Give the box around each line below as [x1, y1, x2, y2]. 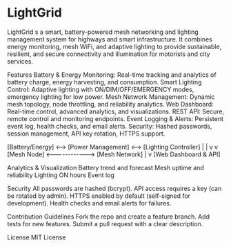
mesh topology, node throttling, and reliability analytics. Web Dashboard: [7, 100, 214, 108]
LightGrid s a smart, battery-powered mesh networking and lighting [7, 28, 199, 36]
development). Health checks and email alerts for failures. [7, 199, 172, 207]
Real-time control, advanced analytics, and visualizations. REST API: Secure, [7, 107, 225, 116]
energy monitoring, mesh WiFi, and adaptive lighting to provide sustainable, [7, 42, 222, 51]
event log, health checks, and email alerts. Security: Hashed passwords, [7, 122, 212, 130]
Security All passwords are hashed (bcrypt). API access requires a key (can [7, 184, 222, 192]
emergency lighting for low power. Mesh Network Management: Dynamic [7, 92, 215, 101]
